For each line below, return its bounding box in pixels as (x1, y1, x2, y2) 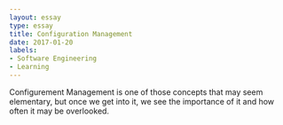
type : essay (9, 21, 53, 30)
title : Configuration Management (9, 29, 133, 38)
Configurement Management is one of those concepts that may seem (9, 86, 263, 98)
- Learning (9, 63, 50, 72)
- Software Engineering (9, 54, 98, 63)
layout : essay (9, 12, 62, 22)
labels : (9, 46, 38, 55)
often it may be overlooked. (9, 105, 109, 116)
